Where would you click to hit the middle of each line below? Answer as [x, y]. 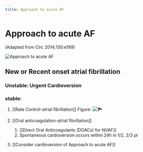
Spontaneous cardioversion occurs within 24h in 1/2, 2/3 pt [79, 135]
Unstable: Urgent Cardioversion [43, 85]
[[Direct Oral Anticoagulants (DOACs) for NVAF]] [68, 130]
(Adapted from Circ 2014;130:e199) [40, 47]
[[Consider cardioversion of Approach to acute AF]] [64, 145]
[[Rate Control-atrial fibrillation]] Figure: [52, 109]
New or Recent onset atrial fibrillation [63, 72]
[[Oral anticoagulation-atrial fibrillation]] [52, 121]
